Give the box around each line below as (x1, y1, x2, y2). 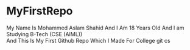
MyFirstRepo (6, 4, 73, 18)
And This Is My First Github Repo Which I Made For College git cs (6, 37, 171, 44)
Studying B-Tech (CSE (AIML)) (6, 30, 83, 37)
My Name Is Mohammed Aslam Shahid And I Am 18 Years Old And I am (6, 24, 185, 31)
